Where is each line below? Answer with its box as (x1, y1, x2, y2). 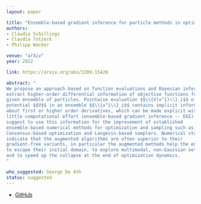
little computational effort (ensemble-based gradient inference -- (6, 113, 181, 119)
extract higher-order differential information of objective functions (6, 91, 188, 97)
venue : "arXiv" (6, 53, 44, 59)
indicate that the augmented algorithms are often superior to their (6, 136, 184, 142)
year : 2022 (6, 58, 33, 64)
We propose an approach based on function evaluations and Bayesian (6, 85, 181, 92)
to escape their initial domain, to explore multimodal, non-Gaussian (6, 147, 186, 153)
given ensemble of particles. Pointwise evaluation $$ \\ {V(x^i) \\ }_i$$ (6, 97, 188, 103)
